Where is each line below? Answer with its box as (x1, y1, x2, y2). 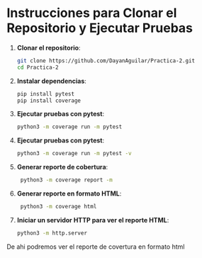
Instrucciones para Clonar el (6, 5, 177, 21)
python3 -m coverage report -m (20, 176, 113, 184)
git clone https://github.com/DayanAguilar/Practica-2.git (16, 57, 196, 64)
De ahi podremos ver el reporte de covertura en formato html (6, 242, 185, 251)
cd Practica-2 (16, 64, 59, 71)
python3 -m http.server (16, 229, 88, 237)
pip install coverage (16, 97, 81, 104)
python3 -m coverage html (20, 203, 97, 211)
